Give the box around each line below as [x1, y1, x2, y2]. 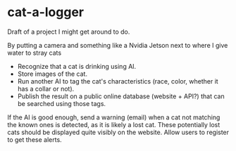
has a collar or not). [17, 84, 75, 93]
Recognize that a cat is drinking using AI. [17, 62, 137, 70]
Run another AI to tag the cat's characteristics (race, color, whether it [17, 77, 218, 85]
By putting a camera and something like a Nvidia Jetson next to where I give [7, 41, 228, 49]
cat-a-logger [7, 4, 85, 20]
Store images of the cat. [17, 70, 88, 78]
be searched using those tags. [17, 99, 106, 107]
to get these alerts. [7, 135, 62, 144]
